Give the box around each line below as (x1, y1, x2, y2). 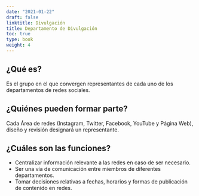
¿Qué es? (6, 64, 42, 75)
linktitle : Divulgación (6, 20, 66, 26)
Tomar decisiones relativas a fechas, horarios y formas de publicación (14, 178, 188, 185)
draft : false (6, 14, 39, 20)
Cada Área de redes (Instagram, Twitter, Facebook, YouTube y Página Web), (6, 120, 194, 127)
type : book (6, 36, 33, 42)
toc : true (6, 31, 31, 37)
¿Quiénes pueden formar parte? (6, 104, 128, 114)
